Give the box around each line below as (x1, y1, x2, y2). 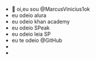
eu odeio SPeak (11, 24, 50, 31)
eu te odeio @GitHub (11, 37, 63, 44)
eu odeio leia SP (11, 31, 51, 38)
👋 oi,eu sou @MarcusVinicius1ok (11, 6, 90, 12)
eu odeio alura (11, 12, 47, 19)
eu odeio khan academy (11, 18, 70, 25)
